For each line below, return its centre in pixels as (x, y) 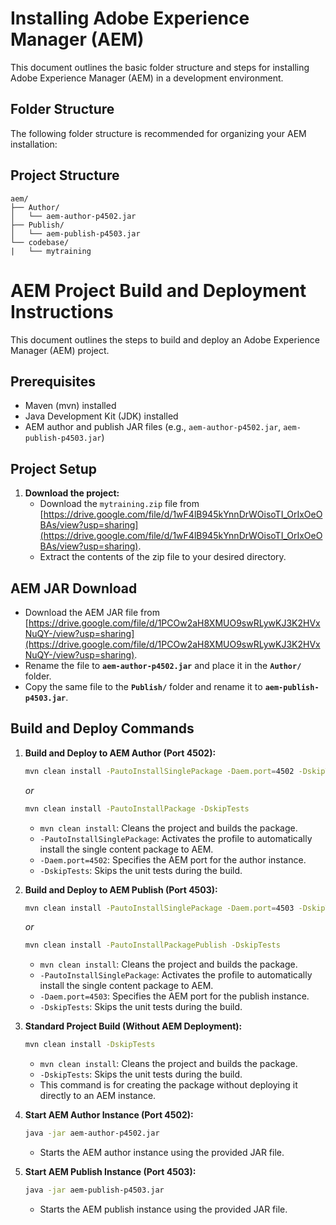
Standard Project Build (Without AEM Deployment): (133, 1026)
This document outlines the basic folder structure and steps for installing (160, 67)
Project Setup (54, 468)
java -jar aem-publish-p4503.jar (94, 1190)
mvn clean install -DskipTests (90, 1045)
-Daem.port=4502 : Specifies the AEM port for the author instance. (173, 859)
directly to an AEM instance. (98, 1096)
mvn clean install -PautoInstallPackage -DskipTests (137, 808)
